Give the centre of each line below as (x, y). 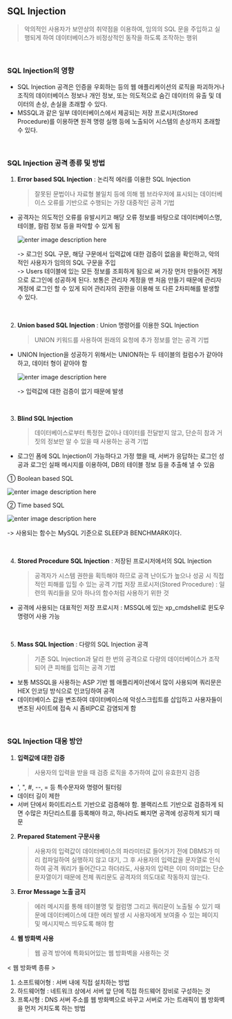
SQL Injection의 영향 (41, 70)
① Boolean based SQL (40, 479)
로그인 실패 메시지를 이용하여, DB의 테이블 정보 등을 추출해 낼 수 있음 (123, 465)
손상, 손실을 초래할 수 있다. (71, 104)
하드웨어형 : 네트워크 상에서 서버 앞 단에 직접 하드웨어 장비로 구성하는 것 (114, 991)
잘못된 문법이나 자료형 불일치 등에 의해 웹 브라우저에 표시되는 (116, 194)
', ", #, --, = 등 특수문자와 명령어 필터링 (69, 787)
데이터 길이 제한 (38, 796)
